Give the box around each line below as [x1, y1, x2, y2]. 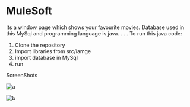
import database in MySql [14, 54, 78, 61]
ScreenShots [6, 72, 38, 79]
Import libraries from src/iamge [14, 47, 91, 54]
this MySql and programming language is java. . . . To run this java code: [6, 30, 182, 37]
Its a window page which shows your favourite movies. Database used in [6, 24, 185, 31]
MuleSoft [6, 4, 52, 18]
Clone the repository [14, 41, 65, 48]
